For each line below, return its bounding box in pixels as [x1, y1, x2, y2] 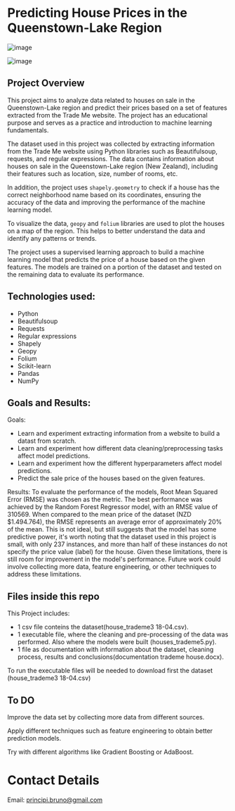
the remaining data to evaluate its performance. [7, 270, 145, 279]
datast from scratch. [17, 436, 76, 445]
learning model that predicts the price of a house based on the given [7, 255, 206, 263]
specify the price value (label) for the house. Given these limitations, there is [7, 548, 228, 556]
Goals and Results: [7, 396, 91, 409]
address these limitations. [7, 570, 82, 579]
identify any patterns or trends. [7, 234, 97, 242]
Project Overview [7, 77, 85, 89]
